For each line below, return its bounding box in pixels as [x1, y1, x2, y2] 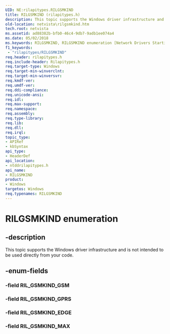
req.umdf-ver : [5, 83, 35, 88]
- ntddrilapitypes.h [5, 163, 49, 168]
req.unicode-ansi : [5, 92, 44, 97]
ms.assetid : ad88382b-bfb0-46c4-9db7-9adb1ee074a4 [5, 31, 114, 36]
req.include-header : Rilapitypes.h [5, 59, 80, 64]
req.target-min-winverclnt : [5, 69, 65, 74]
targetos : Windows [5, 187, 44, 192]
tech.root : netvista [5, 26, 49, 31]
